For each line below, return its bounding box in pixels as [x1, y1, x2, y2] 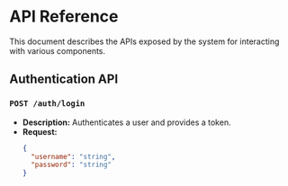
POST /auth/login [9, 99, 85, 109]
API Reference [9, 6, 119, 27]
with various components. [9, 45, 106, 56]
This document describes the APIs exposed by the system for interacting [9, 36, 280, 47]
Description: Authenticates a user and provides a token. [22, 117, 231, 128]
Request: [22, 126, 58, 137]
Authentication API [9, 72, 119, 87]
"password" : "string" [31, 160, 112, 170]
